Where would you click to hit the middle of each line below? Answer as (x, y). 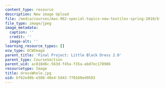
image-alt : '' (24, 42)
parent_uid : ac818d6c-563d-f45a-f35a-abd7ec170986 (58, 64)
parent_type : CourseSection (34, 60)
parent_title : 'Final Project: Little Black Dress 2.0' (63, 55)
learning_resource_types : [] (35, 46)
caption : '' (22, 32)
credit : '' (21, 37)
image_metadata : (22, 28)
